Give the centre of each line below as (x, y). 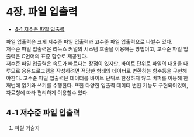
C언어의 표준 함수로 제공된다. (55, 56)
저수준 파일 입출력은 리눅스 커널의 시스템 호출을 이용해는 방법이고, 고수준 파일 (94, 49)
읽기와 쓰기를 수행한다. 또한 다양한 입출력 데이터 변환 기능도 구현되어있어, (105, 85)
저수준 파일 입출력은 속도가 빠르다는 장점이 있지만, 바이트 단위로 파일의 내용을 (94, 63)
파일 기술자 (27, 128)
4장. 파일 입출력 (42, 12)
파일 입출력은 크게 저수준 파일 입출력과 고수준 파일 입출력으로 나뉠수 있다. (89, 41)
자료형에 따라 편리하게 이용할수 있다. (47, 92)
